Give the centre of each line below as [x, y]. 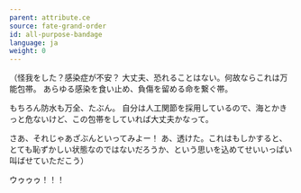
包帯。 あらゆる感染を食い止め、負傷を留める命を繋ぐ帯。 [124, 89]
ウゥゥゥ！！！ [37, 180]
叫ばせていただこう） [49, 161]
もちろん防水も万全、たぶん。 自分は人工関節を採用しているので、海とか [144, 108]
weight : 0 [28, 51]
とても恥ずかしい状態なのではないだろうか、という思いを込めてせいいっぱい [151, 150]
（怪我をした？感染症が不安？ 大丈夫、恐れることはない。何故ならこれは [145, 78]
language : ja [34, 43]
